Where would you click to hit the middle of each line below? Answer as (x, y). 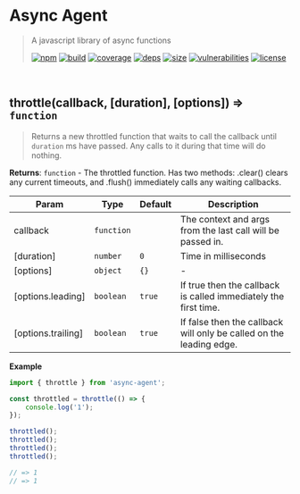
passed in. (202, 241)
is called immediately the (232, 296)
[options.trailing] (48, 333)
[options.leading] (50, 296)
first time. (200, 307)
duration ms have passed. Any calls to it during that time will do (148, 146)
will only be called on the (232, 333)
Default (156, 204)
